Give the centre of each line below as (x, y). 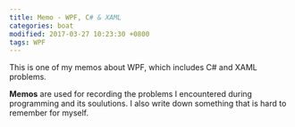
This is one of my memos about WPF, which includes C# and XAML (133, 67)
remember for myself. (49, 113)
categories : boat (42, 26)
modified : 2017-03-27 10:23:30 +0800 (80, 34)
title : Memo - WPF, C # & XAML (66, 17)
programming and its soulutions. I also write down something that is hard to (148, 104)
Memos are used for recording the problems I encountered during (131, 94)
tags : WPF (28, 42)
